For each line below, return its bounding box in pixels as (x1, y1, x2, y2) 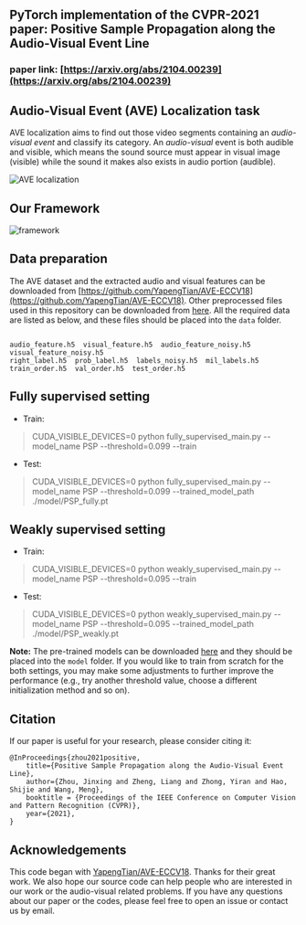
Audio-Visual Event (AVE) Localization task (9, 102, 260, 118)
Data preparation (9, 251, 108, 267)
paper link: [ (9, 63, 64, 76)
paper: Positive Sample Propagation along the (9, 22, 276, 37)
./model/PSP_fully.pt (31, 495, 109, 506)
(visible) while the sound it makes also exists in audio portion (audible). (9, 156, 276, 167)
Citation (9, 711, 57, 727)
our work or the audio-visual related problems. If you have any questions (9, 886, 283, 897)
